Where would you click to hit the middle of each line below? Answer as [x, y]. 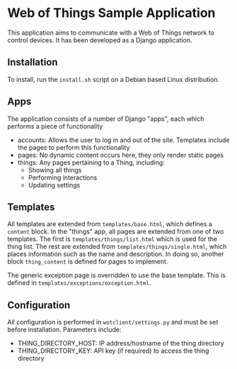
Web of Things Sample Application [111, 13]
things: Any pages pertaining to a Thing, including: [91, 162]
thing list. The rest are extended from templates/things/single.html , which [117, 247]
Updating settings [54, 184]
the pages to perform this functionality [74, 147]
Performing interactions [63, 177]
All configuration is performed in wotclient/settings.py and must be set [113, 322]
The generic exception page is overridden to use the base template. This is [117, 275]
